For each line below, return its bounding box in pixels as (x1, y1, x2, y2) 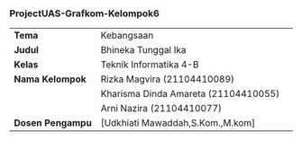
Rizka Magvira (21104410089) (100, 73, 235, 85)
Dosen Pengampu (14, 117, 92, 129)
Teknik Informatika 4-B (100, 58, 199, 71)
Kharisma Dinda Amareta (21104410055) (100, 88, 280, 101)
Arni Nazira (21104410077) (100, 102, 223, 115)
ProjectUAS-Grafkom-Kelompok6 (9, 7, 160, 20)
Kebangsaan (100, 30, 154, 42)
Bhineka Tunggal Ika (100, 44, 187, 57)
